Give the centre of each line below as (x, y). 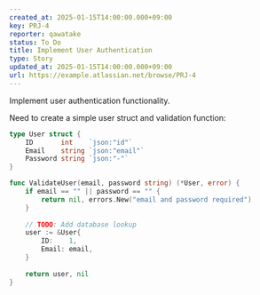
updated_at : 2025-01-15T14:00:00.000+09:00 (91, 68)
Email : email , (67, 250)
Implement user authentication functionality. (90, 100)
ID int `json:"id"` (79, 142)
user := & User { (53, 233)
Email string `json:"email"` (85, 151)
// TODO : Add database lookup (81, 224)
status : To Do (35, 42)
